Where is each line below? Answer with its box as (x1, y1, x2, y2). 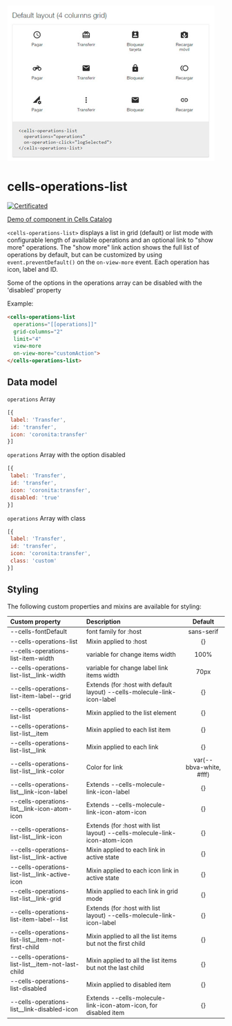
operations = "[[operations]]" (13, 321, 97, 328)
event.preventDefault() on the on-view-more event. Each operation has (7, 258, 210, 266)
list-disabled (10, 984, 47, 992)
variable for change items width (86, 651, 176, 659)
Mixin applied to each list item (86, 725, 171, 734)
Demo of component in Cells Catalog (7, 215, 113, 223)
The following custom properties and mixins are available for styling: (7, 602, 202, 610)
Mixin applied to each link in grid (86, 887, 178, 895)
